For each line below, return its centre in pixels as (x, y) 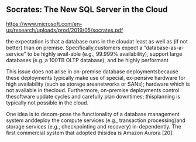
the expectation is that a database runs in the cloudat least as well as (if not (97, 41)
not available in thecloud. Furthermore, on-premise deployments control (93, 90)
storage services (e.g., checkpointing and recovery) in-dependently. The (94, 126)
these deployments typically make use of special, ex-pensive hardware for (96, 77)
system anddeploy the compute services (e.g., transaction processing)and (96, 120)
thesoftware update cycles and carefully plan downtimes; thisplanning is (93, 96)
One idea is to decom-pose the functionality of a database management (93, 114)
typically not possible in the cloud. (47, 103)
